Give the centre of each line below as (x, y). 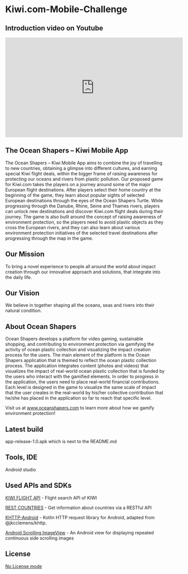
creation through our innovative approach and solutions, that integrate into (83, 272)
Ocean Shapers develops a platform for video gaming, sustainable (74, 339)
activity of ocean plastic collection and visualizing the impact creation (78, 350)
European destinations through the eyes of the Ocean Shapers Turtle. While (84, 200)
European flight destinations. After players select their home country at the (83, 190)
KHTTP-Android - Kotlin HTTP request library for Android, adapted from (80, 517)
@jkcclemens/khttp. (26, 523)
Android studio (21, 470)
